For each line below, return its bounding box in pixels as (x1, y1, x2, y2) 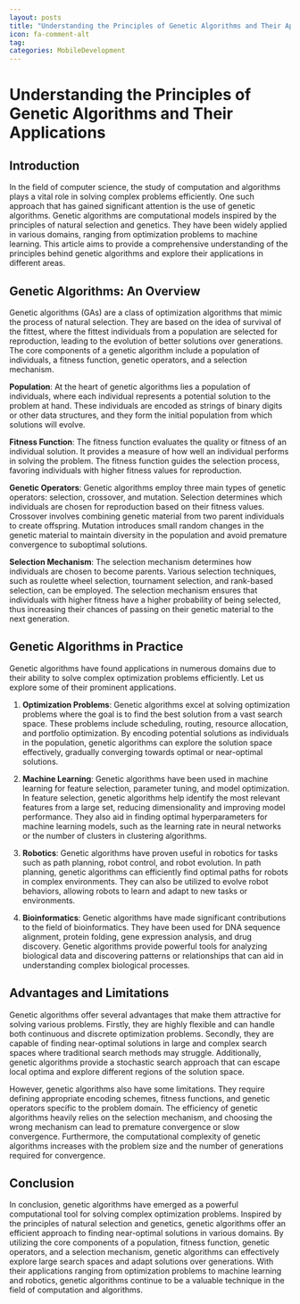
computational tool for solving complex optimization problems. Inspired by (9, 1208, 282, 1219)
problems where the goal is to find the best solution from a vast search (21, 709, 283, 719)
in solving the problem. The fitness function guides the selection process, (9, 455, 280, 466)
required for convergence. (9, 1150, 105, 1160)
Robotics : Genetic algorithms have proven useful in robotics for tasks (21, 847, 279, 858)
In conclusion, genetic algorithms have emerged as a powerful (9, 1200, 239, 1210)
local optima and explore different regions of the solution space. (9, 1066, 246, 1076)
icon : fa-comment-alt (9, 29, 90, 38)
